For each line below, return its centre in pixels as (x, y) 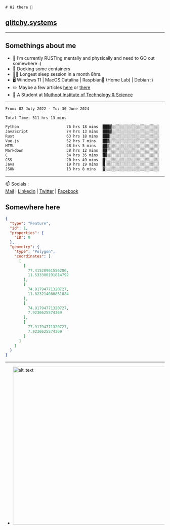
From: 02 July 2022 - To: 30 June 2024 (47, 109)
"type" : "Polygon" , (35, 252)
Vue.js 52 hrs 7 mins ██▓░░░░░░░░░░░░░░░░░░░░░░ (82, 141)
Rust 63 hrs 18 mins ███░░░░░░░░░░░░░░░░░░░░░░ (82, 137)
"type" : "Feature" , (30, 223)
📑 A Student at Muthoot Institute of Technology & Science (73, 95)
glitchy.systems (31, 23)
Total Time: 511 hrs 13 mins (36, 118)
